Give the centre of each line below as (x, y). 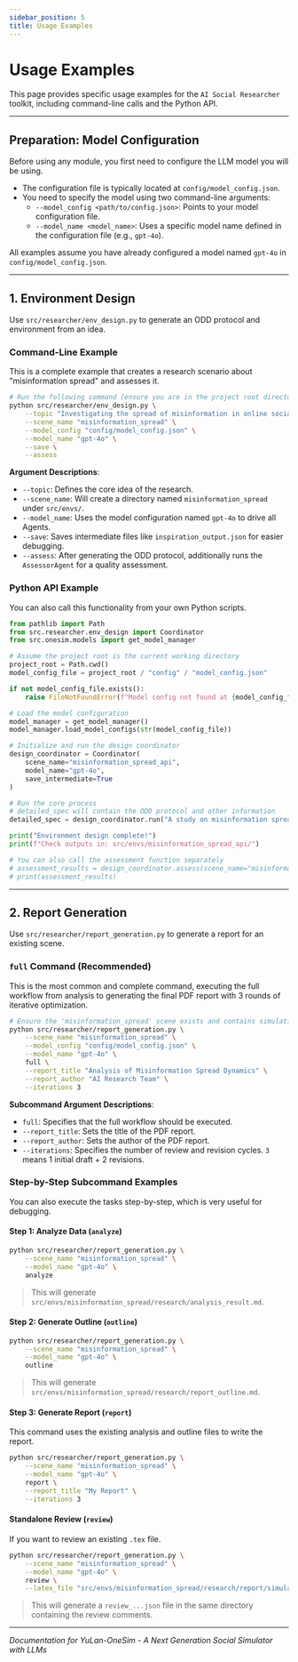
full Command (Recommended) (80, 967)
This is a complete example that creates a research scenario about (131, 372)
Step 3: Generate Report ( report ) (71, 1412)
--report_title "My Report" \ (81, 1490)
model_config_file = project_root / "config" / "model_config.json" (138, 673)
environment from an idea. (58, 329)
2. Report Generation (68, 912)
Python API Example (54, 588)
